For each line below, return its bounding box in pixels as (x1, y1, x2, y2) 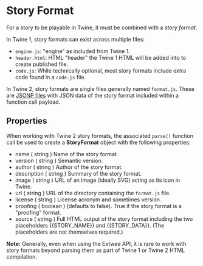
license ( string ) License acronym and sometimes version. (15, 196, 162, 203)
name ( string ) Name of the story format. (15, 150, 119, 157)
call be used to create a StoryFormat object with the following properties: (6, 138, 191, 146)
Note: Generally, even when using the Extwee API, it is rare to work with (6, 240, 187, 247)
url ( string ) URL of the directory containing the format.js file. (15, 189, 171, 196)
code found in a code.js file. (15, 73, 86, 81)
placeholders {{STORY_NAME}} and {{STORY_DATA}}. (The (15, 221, 165, 229)
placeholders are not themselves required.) (15, 228, 123, 235)
